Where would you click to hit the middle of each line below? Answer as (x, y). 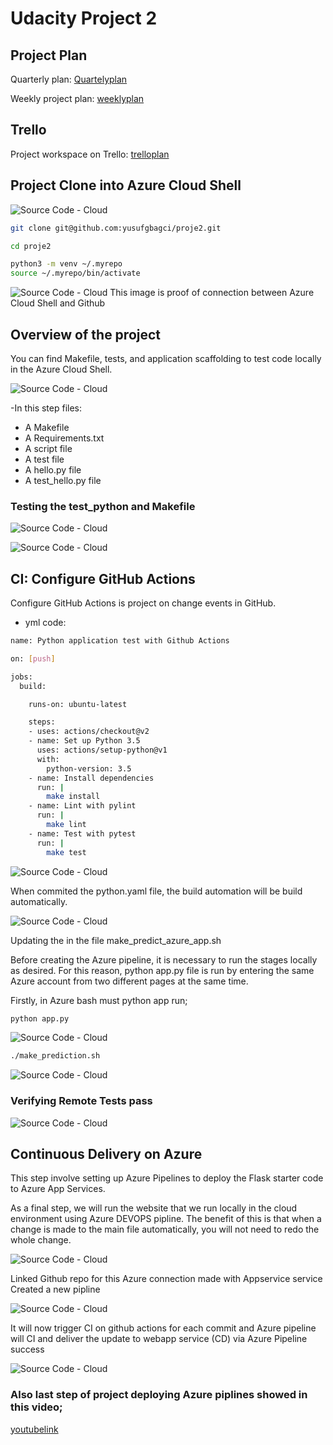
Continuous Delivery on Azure (106, 1153)
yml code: (45, 623)
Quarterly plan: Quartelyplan (69, 79)
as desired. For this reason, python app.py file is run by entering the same (162, 970)
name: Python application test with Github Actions (120, 641)
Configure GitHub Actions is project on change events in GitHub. (143, 603)
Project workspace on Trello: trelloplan (90, 154)
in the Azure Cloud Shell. (61, 369)
